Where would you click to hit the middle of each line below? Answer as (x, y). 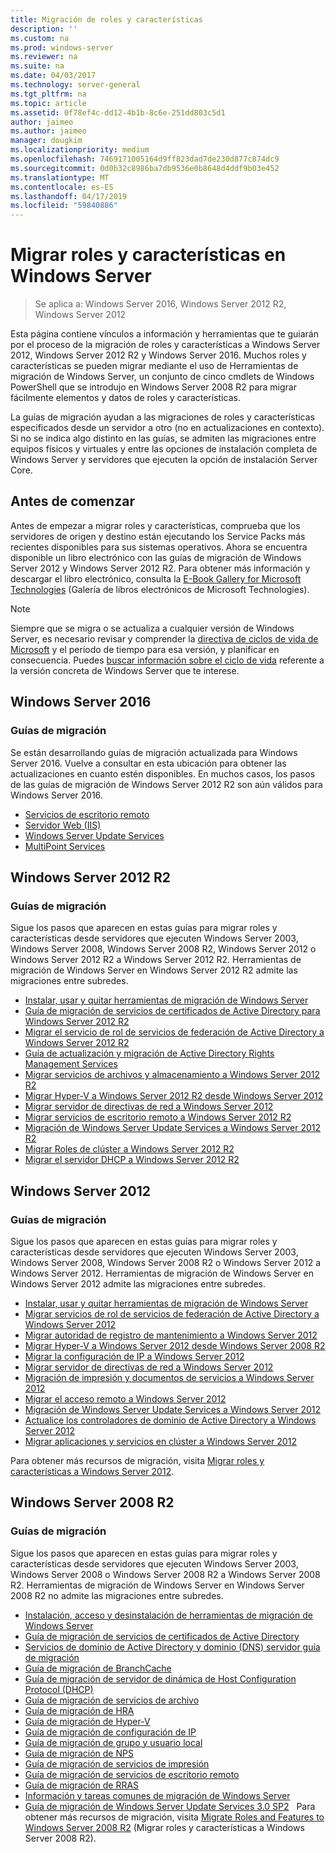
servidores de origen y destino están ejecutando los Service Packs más (158, 536)
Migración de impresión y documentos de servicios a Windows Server (169, 1377)
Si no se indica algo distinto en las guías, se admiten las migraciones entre (163, 438)
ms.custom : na (40, 38)
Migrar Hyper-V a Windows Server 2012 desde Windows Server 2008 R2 (175, 1345)
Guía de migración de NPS (79, 1753)
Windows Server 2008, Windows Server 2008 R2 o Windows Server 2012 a (166, 1262)
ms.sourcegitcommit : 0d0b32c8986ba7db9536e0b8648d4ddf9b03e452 (145, 168)
